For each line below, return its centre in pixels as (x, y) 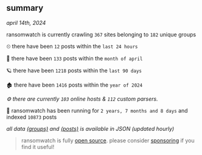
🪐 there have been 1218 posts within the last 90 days (74, 70)
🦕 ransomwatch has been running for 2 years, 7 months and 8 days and (97, 110)
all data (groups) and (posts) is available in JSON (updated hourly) (90, 128)
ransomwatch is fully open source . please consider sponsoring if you (108, 140)
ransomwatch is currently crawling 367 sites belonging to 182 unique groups (101, 35)
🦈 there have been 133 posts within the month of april (75, 58)
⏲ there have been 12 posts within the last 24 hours (72, 46)
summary (25, 8)
